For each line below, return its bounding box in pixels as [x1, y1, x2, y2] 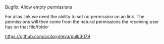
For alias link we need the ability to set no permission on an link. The [5, 14, 145, 19]
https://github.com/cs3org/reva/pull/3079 [5, 34, 91, 39]
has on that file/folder [5, 24, 50, 30]
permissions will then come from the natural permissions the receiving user [5, 19, 159, 24]
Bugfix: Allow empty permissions [5, 4, 72, 10]
